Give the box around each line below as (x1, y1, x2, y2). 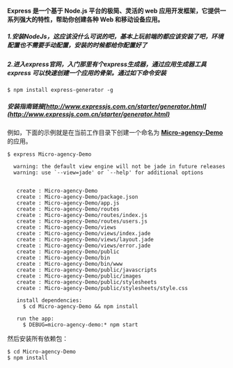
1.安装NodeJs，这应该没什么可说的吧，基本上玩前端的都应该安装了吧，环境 (7, 32, 224, 41)
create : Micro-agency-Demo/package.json (16, 193, 138, 200)
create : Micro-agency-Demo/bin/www (16, 260, 123, 267)
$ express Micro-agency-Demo (7, 150, 92, 158)
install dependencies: (16, 296, 82, 304)
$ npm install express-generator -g (7, 86, 113, 93)
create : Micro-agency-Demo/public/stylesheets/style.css (16, 285, 188, 291)
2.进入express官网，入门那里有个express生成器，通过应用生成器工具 (7, 60, 207, 68)
